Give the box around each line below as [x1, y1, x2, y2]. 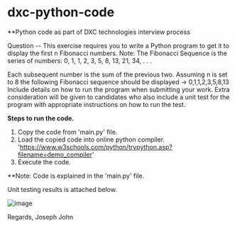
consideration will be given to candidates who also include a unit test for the [7, 93, 230, 101]
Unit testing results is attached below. [7, 185, 117, 193]
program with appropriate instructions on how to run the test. [7, 100, 186, 108]
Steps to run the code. [7, 114, 75, 122]
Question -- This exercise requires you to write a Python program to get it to [7, 41, 229, 50]
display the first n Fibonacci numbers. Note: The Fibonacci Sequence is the [7, 49, 228, 57]
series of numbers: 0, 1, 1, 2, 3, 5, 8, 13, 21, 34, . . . [7, 56, 153, 64]
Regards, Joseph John [7, 212, 74, 221]
